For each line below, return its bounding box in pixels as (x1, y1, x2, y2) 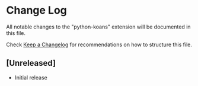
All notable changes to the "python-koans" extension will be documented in (6, 23, 191, 30)
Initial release (14, 74, 47, 81)
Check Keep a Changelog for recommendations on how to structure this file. (6, 41, 193, 48)
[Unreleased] (6, 58, 56, 68)
